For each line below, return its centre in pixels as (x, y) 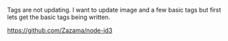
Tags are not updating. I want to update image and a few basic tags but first (114, 10)
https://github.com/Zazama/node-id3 (60, 30)
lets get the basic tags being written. (59, 17)
